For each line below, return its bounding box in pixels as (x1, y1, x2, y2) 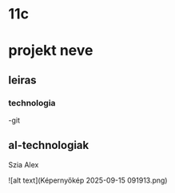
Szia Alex (8, 159, 39, 169)
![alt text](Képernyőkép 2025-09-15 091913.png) (8, 175, 168, 185)
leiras (8, 73, 38, 86)
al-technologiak (8, 139, 89, 152)
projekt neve (8, 42, 93, 60)
